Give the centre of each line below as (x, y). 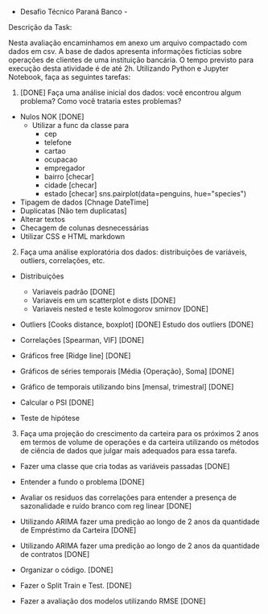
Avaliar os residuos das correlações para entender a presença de (128, 497)
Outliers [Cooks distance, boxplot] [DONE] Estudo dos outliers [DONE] (137, 324)
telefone (58, 142)
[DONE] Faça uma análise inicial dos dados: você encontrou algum (130, 93)
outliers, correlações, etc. (62, 260)
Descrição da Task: (40, 27)
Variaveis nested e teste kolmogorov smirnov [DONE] (120, 309)
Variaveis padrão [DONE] (73, 292)
